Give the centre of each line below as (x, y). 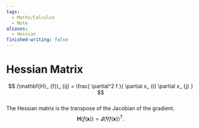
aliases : (17, 29)
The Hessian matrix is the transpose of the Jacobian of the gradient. (91, 108)
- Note (20, 23)
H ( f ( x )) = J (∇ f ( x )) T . (101, 118)
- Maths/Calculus (33, 17)
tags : (13, 12)
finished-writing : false (37, 40)
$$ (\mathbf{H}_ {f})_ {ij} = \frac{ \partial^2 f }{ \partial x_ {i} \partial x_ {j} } (101, 86)
